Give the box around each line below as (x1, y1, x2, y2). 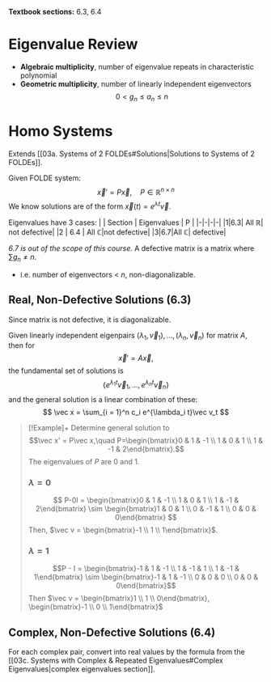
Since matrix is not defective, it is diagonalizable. (8, 315, 171, 324)
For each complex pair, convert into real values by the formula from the (8, 647, 245, 657)
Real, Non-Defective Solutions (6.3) (8, 293, 192, 307)
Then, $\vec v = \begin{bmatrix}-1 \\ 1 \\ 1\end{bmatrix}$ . (28, 525, 218, 535)
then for (8, 341, 35, 350)
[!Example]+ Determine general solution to (28, 422, 170, 432)
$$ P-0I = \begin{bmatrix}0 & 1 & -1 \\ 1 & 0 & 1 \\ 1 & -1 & (53, 495, 239, 505)
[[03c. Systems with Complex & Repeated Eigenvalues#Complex (8, 655, 224, 666)
